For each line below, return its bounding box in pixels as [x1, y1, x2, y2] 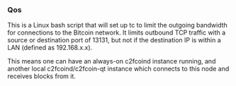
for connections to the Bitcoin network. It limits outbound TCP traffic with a [7, 28, 226, 37]
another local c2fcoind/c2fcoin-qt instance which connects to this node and [7, 65, 230, 73]
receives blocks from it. [7, 72, 77, 80]
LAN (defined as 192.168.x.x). [7, 44, 93, 52]
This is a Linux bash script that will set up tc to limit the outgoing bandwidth [7, 21, 228, 30]
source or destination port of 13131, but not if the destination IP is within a [7, 36, 221, 44]
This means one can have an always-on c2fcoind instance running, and [7, 57, 216, 66]
